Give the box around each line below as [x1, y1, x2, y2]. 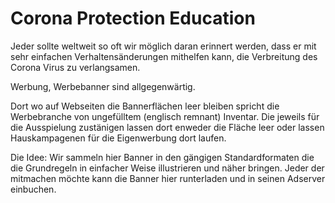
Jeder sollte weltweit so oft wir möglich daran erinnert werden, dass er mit [10, 40, 317, 52]
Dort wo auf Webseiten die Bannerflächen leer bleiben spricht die [10, 100, 280, 112]
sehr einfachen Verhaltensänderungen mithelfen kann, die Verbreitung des [10, 50, 318, 62]
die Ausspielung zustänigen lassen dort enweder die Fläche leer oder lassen [10, 121, 325, 133]
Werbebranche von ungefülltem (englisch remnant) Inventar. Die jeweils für [10, 110, 320, 122]
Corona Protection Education [10, 7, 256, 30]
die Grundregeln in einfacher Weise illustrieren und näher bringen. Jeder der [10, 162, 325, 174]
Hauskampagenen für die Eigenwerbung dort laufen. [10, 132, 227, 144]
